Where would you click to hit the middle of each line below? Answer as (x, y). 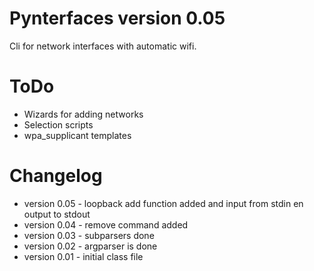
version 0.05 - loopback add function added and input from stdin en (163, 203)
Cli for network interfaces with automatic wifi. (103, 46)
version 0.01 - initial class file (83, 256)
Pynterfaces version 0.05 (117, 18)
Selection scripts (58, 124)
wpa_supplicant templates (77, 135)
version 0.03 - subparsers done (89, 235)
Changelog (56, 176)
